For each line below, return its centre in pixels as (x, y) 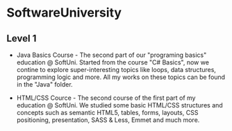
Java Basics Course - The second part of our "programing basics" (111, 55)
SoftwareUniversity (64, 13)
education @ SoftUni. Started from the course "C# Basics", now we (113, 62)
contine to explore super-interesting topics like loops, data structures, (116, 70)
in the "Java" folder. (45, 84)
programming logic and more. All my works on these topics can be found (121, 77)
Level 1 (22, 38)
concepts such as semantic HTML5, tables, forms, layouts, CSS (107, 113)
